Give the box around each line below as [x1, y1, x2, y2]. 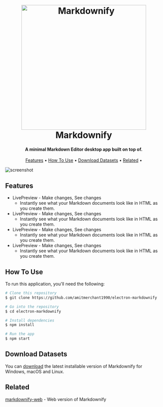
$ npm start [5, 336, 30, 341]
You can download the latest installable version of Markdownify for [5, 363, 143, 369]
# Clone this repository [5, 291, 57, 296]
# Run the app [5, 332, 35, 337]
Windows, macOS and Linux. [5, 369, 64, 375]
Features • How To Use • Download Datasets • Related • [25, 157, 143, 163]
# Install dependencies [5, 318, 55, 323]
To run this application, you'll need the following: [5, 281, 105, 287]
